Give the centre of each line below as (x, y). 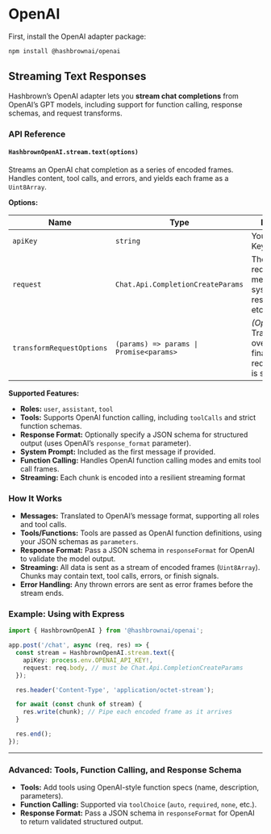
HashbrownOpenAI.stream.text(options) (73, 153)
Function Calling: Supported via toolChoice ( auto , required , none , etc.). (138, 805)
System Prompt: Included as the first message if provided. (118, 451)
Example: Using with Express (67, 614)
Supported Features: (44, 393)
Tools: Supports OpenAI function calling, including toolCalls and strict (138, 417)
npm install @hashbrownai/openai (65, 51)
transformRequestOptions (60, 348)
